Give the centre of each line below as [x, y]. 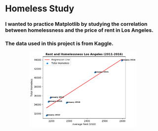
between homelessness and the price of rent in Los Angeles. [79, 30]
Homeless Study [40, 9]
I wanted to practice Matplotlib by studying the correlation [76, 24]
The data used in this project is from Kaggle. [59, 44]
